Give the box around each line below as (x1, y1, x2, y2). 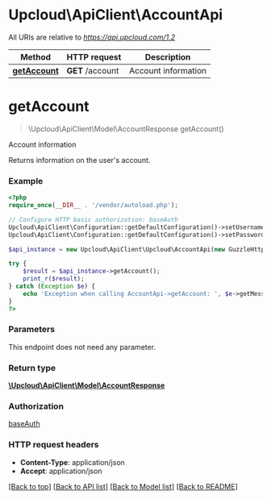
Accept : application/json (19, 466, 102, 476)
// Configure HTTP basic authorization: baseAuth (8, 215, 179, 223)
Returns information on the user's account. (8, 155, 151, 164)
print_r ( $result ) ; (23, 275, 85, 283)
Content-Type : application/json (19, 457, 125, 467)
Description (144, 51, 191, 62)
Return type (8, 362, 56, 373)
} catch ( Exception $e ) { (8, 282, 95, 291)
